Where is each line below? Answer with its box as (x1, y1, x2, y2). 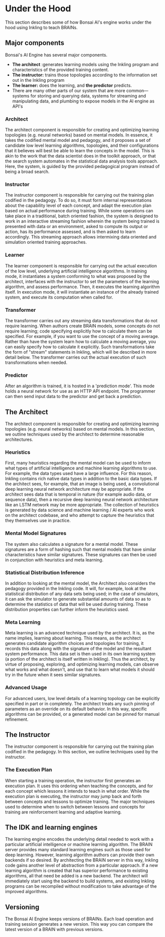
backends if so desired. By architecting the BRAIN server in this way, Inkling (5, 857, 159, 863)
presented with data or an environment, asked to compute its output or (5, 224, 148, 230)
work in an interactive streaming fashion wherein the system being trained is (5, 218, 160, 224)
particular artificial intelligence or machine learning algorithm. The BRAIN (5, 841, 153, 847)
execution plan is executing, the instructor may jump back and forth (5, 793, 142, 799)
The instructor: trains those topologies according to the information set (12, 72, 157, 78)
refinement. (5, 716, 28, 722)
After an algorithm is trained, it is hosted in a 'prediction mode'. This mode (5, 383, 155, 389)
